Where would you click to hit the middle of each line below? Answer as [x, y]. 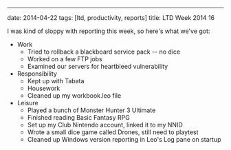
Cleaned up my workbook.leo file [74, 96]
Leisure [28, 103]
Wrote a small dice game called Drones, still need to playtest [113, 132]
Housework [44, 88]
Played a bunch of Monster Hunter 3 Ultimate [91, 110]
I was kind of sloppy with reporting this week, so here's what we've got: [109, 31]
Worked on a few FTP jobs [65, 59]
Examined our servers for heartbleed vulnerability [98, 66]
